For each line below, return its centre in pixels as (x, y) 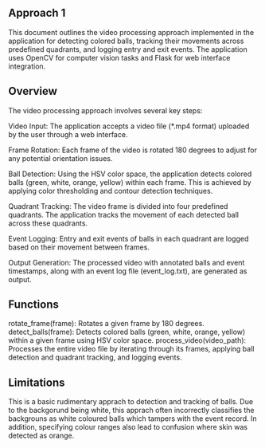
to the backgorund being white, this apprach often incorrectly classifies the (131, 411)
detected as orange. (41, 436)
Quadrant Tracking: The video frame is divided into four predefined (118, 206)
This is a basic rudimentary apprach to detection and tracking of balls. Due (131, 402)
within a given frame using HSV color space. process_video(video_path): (127, 340)
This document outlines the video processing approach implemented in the (131, 32)
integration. (27, 66)
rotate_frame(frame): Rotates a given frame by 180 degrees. (106, 324)
